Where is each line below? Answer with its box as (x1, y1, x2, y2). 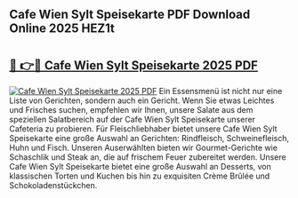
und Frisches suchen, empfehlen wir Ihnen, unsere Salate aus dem (9, 105, 254, 115)
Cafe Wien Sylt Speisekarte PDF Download (9, 7, 251, 22)
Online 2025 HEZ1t (9, 21, 116, 36)
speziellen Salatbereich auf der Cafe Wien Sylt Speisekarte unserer (9, 115, 256, 124)
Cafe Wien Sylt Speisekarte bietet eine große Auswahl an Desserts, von (9, 162, 271, 171)
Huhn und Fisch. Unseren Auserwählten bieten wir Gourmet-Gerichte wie (9, 142, 278, 153)
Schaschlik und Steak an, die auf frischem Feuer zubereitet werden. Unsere (9, 152, 286, 162)
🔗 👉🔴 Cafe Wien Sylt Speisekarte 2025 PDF (9, 58, 258, 73)
